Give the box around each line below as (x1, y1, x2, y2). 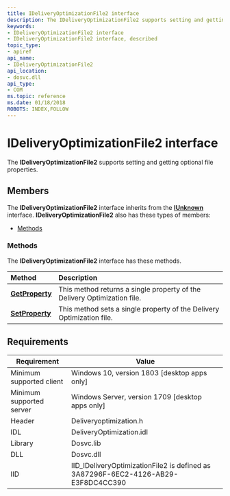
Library (10, 438, 34, 448)
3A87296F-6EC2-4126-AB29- (71, 469, 179, 479)
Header (10, 416, 35, 425)
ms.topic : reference (7, 93, 66, 100)
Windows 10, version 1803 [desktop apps (71, 368, 207, 377)
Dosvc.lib (71, 438, 101, 448)
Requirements (7, 336, 68, 348)
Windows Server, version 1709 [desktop (71, 392, 202, 401)
